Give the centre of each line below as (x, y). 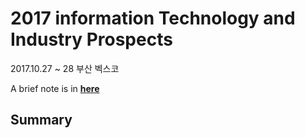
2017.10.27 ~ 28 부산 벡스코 (65, 68)
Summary (41, 120)
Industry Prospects (91, 39)
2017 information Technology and (153, 18)
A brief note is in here (55, 88)
